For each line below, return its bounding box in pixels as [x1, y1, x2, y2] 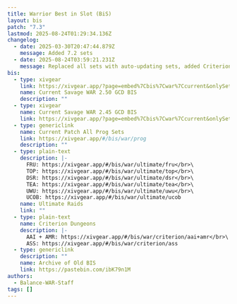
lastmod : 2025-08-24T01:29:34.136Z [7, 30, 112, 37]
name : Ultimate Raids [20, 200, 83, 208]
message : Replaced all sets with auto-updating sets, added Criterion [20, 63, 232, 70]
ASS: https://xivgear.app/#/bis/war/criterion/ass [25, 240, 178, 247]
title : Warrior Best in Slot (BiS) [7, 10, 112, 18]
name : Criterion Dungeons [20, 220, 97, 227]
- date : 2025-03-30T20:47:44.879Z [13, 43, 115, 50]
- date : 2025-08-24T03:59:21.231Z [13, 56, 115, 63]
